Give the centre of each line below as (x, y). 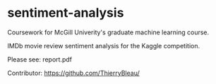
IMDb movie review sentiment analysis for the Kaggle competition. (103, 45)
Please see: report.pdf (40, 59)
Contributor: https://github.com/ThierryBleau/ (73, 73)
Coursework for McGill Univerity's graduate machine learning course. (108, 32)
